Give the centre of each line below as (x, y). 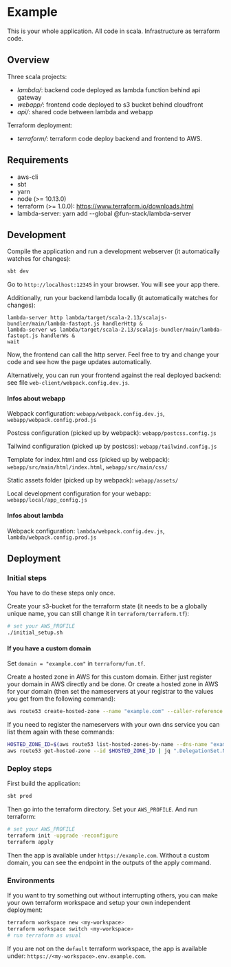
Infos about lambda (35, 516)
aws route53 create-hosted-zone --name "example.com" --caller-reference (115, 712)
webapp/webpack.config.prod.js (52, 421)
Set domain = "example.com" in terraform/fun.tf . (76, 663)
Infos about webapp (36, 398)
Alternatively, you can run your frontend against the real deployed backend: (114, 375)
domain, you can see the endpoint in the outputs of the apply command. (109, 862)
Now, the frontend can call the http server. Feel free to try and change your (113, 354)
